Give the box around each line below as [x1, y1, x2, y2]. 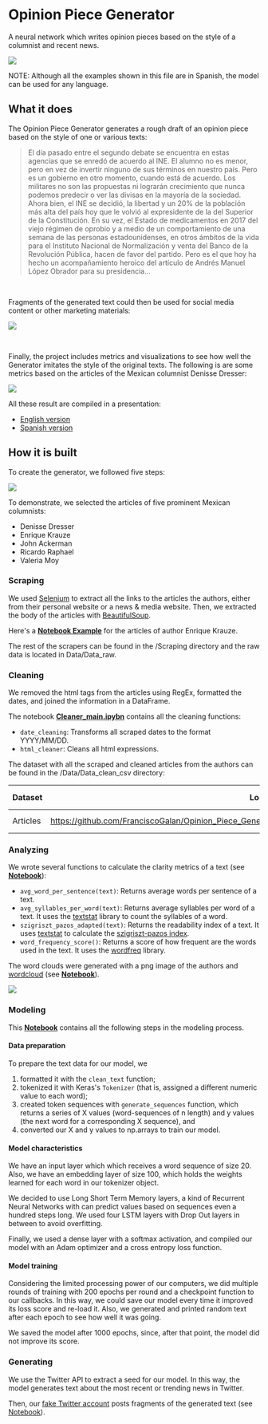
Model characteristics [8, 1143, 83, 1153]
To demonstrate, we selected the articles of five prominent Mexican [8, 497, 231, 507]
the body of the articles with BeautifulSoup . [8, 610, 152, 620]
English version [19, 414, 70, 424]
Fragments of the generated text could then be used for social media [8, 297, 235, 306]
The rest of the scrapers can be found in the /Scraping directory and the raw [8, 641, 260, 651]
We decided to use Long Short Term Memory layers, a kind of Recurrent [8, 1193, 245, 1203]
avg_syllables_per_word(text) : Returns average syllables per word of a [19, 903, 255, 913]
